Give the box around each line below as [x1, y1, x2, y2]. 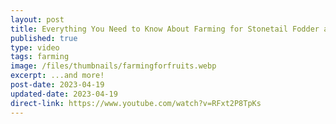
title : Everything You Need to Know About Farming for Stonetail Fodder [10, 24, 320, 34]
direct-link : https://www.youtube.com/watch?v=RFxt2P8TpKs [10, 98, 262, 108]
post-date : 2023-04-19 [10, 80, 105, 90]
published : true [10, 33, 78, 43]
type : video [10, 42, 60, 53]
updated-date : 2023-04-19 [10, 89, 118, 99]
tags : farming [10, 52, 70, 62]
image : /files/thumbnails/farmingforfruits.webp [10, 61, 217, 71]
